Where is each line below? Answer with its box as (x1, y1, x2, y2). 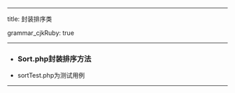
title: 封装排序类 (7, 15, 52, 23)
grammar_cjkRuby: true (7, 29, 75, 37)
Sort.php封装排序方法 (17, 54, 92, 64)
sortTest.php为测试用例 (17, 71, 85, 80)
